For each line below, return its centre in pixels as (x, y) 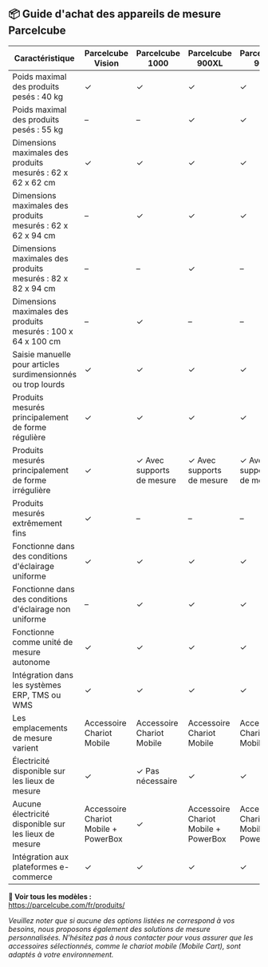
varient (25, 748)
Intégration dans (43, 675)
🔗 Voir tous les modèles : (50, 896)
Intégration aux (41, 857)
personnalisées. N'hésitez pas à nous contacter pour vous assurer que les (131, 937)
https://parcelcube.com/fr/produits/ (67, 905)
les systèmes (37, 685)
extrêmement (37, 523)
